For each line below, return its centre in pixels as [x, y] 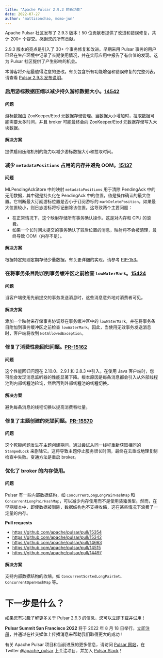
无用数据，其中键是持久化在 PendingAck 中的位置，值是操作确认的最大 [76, 195]
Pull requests [19, 523]
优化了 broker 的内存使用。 [37, 470]
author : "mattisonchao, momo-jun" [40, 18]
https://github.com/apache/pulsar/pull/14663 [57, 542]
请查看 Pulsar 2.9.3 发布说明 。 [35, 78]
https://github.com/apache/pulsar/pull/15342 [57, 537]
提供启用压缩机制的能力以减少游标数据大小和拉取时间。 [60, 151]
